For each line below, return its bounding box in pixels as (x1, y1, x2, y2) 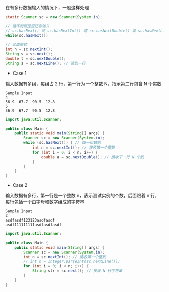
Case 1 (12, 70, 27, 76)
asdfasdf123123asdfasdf (5, 218, 55, 223)
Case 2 (12, 182, 28, 188)
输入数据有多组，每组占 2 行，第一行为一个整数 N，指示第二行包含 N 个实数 (5, 80, 162, 87)
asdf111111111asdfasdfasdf (5, 222, 62, 228)
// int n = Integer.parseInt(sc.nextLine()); (23, 259, 121, 264)
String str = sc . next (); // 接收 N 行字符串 (32, 268, 123, 273)
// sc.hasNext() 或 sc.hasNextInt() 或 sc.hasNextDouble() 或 (5, 28, 136, 33)
